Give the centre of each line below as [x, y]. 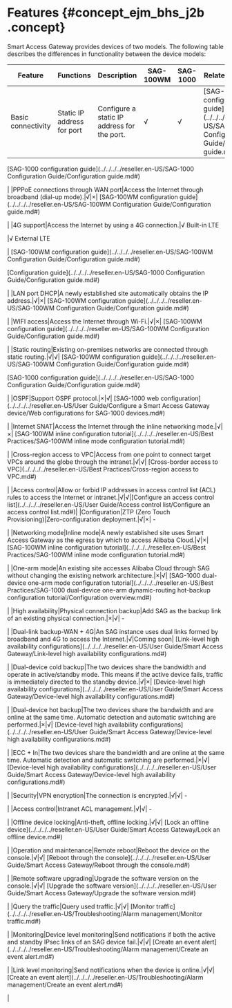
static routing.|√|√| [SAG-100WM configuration [74, 357]
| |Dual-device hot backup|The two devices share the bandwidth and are [110, 709]
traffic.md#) [24, 921]
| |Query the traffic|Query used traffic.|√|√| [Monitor [81, 906]
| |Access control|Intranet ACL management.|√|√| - [79, 809]
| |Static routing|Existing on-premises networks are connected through [108, 349]
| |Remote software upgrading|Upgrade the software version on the [103, 878]
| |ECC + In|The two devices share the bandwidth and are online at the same [116, 752]
